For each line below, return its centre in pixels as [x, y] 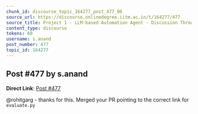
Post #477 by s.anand [47, 74]
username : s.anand [29, 39]
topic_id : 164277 [27, 50]
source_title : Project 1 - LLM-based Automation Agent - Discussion [92, 22]
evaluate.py [21, 105]
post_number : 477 [27, 45]
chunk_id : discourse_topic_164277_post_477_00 [64, 12]
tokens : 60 [19, 34]
